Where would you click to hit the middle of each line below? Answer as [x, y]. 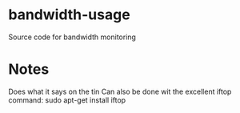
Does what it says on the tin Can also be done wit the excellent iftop [120, 91]
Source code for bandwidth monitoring [72, 37]
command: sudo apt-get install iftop [67, 100]
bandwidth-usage [69, 15]
